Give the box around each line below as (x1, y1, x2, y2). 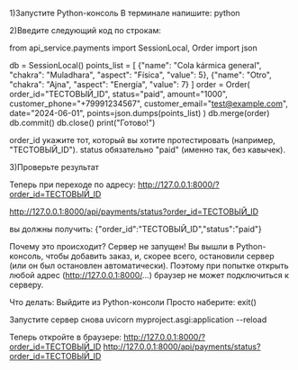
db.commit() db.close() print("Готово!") (9, 117, 156, 128)
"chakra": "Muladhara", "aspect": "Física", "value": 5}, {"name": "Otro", (9, 69, 272, 80)
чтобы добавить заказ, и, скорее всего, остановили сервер (45, 251, 275, 261)
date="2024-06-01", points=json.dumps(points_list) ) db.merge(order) (9, 108, 270, 118)
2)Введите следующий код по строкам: (9, 25, 162, 35)
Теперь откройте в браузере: (9, 332, 122, 342)
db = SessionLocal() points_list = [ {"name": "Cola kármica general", (9, 60, 262, 70)
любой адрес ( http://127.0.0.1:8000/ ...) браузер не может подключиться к (9, 270, 290, 280)
